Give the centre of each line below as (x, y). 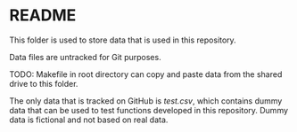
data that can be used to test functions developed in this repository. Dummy (148, 110)
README (43, 16)
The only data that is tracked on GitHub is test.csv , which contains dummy (146, 101)
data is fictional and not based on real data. (89, 120)
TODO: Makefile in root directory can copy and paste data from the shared (146, 74)
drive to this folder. (44, 83)
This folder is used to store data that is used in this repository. (123, 40)
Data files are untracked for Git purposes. (86, 57)
